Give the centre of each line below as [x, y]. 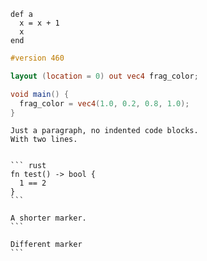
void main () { [40, 94]
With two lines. [44, 140]
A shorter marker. [48, 218]
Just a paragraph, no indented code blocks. [104, 131]
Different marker [46, 245]
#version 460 [37, 58]
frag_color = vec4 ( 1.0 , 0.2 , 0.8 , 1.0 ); [104, 103]
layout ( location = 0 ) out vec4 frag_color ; [104, 76]
